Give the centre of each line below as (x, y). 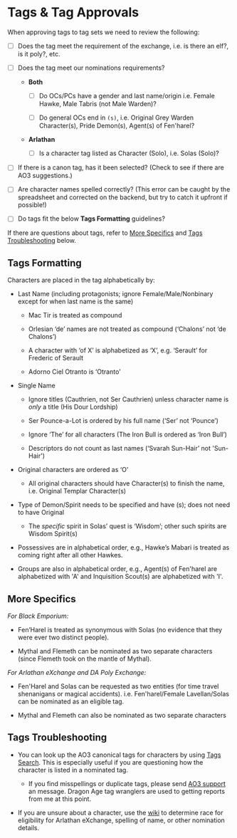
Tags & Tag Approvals (73, 12)
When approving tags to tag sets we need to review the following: (104, 32)
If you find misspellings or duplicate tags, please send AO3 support (127, 783)
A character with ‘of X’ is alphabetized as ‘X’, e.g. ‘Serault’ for (118, 350)
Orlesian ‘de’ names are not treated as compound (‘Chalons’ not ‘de (127, 329)
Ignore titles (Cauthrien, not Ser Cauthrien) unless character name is (128, 399)
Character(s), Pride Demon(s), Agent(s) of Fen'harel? (117, 126)
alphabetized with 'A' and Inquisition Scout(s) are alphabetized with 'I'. (120, 577)
